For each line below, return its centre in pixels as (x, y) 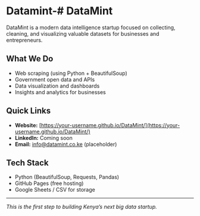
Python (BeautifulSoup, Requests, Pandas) (67, 177)
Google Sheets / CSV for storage (55, 190)
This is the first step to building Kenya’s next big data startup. (82, 207)
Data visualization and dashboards (57, 86)
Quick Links (29, 111)
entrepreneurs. (24, 40)
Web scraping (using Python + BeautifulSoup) (71, 73)
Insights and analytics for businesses (60, 92)
